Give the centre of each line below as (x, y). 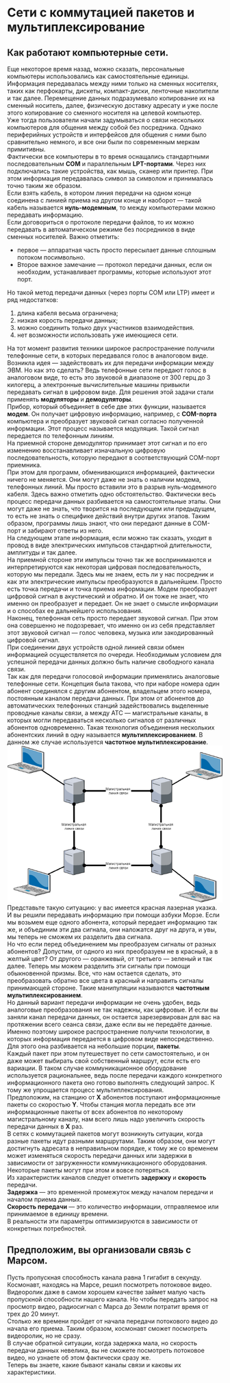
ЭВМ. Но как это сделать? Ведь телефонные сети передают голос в (107, 370)
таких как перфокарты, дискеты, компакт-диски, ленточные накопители (113, 91)
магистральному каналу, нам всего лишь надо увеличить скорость (106, 1119)
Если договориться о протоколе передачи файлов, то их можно (101, 222)
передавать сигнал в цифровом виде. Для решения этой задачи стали (111, 392)
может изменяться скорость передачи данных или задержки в (100, 1155)
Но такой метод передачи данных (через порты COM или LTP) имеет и (111, 292)
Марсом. (27, 1261)
